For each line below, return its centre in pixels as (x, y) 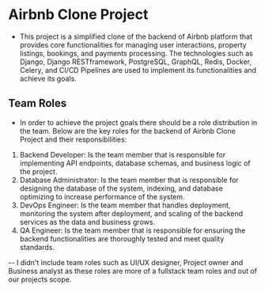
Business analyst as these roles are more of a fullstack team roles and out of (133, 271)
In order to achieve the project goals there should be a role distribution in (138, 122)
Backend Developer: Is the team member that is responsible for (123, 154)
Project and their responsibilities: (73, 139)
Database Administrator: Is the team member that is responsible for (129, 180)
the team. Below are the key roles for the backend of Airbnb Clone (127, 131)
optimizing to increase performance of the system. (102, 196)
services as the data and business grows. (87, 222)
